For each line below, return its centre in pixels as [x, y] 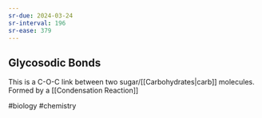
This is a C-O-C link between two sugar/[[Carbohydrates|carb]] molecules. [132, 82]
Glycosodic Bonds [55, 63]
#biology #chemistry [42, 106]
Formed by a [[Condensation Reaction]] [73, 90]
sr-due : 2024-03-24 [41, 16]
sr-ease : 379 [30, 30]
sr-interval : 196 [37, 23]
